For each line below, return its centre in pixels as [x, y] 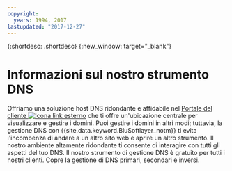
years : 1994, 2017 [40, 20]
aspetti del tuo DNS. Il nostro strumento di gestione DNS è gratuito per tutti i [116, 153]
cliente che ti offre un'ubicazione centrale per [103, 116]
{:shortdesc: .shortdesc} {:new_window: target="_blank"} [90, 47]
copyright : [23, 14]
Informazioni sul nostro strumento [108, 74]
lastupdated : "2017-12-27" [46, 26]
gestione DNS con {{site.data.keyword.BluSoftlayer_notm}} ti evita [102, 131]
